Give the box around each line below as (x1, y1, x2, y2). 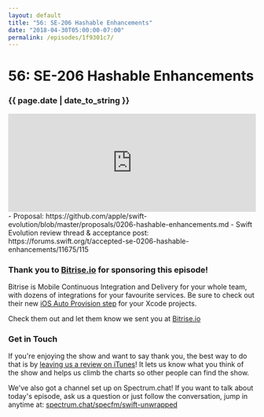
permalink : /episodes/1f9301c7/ (8, 33, 114, 42)
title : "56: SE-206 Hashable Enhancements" (8, 19, 153, 27)
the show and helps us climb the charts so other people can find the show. (8, 368, 250, 378)
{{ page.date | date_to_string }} (8, 95, 130, 106)
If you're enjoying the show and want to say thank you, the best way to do (8, 351, 247, 361)
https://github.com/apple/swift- (46, 211, 148, 221)
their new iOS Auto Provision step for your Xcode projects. (8, 299, 197, 309)
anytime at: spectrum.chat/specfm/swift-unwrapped (8, 400, 178, 409)
